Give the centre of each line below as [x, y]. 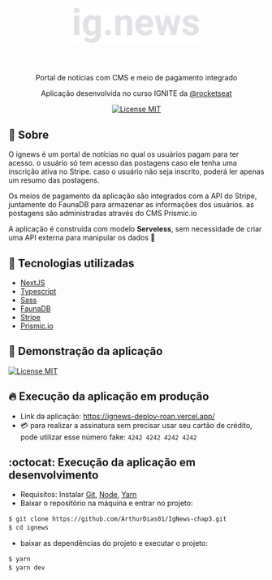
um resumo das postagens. [54, 180]
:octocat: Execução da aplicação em [102, 463]
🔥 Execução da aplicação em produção [109, 397]
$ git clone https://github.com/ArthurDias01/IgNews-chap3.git [118, 519]
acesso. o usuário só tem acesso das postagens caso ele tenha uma [123, 163]
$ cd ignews [28, 528]
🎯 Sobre [29, 134]
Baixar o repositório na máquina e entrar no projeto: [106, 503]
